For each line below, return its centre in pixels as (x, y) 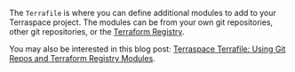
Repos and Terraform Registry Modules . (82, 58)
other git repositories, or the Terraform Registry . (97, 32)
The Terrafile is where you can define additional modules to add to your (143, 13)
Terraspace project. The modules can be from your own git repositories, (141, 22)
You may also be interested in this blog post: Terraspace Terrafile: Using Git (147, 49)
